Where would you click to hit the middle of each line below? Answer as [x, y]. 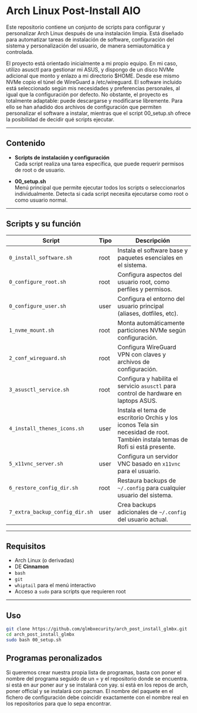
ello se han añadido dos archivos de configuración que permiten [84, 107]
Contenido [26, 143]
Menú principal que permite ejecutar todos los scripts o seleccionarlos [100, 187]
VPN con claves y [142, 354]
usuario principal [141, 306]
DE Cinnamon [32, 566]
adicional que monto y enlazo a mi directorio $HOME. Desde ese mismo [93, 76]
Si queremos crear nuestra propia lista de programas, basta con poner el [94, 672]
